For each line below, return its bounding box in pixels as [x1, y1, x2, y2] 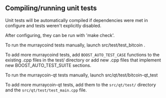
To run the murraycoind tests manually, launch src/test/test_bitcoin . [5, 42, 145, 48]
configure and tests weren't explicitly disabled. [5, 22, 101, 28]
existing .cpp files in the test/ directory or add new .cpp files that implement [5, 57, 161, 63]
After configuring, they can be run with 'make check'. [5, 32, 115, 38]
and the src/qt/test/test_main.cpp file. [5, 87, 87, 93]
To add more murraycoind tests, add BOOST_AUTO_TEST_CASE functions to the [5, 51, 160, 57]
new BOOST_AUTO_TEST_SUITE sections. [5, 62, 91, 68]
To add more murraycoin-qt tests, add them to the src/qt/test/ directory [5, 81, 156, 87]
